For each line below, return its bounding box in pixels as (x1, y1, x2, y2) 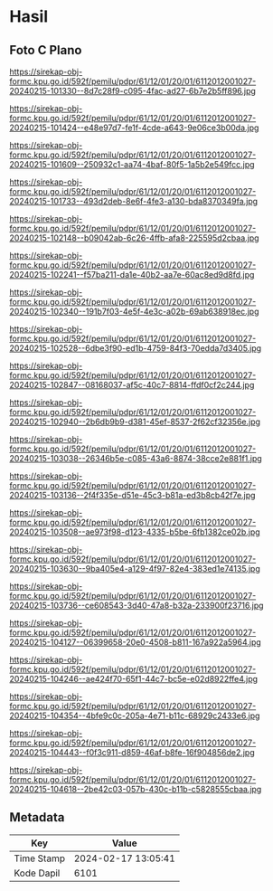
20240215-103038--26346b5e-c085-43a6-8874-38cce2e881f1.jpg (9, 453, 262, 463)
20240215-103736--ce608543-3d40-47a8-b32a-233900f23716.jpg (9, 600, 264, 611)
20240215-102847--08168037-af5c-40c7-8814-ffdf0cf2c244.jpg (9, 380, 255, 390)
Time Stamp (14, 852, 66, 865)
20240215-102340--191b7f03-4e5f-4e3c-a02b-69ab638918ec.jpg (9, 306, 259, 317)
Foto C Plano (9, 43, 82, 58)
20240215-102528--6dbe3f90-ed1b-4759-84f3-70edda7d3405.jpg (9, 343, 262, 354)
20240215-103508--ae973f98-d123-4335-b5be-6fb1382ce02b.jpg (9, 526, 260, 537)
